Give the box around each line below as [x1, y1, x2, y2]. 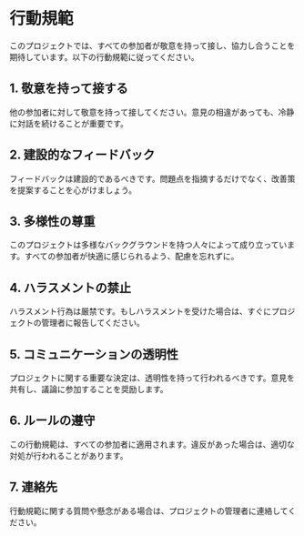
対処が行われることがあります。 [9, 450, 128, 460]
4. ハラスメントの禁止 [9, 279, 132, 296]
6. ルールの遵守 [9, 413, 96, 429]
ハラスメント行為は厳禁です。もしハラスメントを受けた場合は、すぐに [9, 306, 272, 317]
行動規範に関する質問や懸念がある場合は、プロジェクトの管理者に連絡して [9, 505, 289, 516]
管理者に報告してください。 [40, 318, 146, 329]
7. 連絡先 [9, 480, 57, 495]
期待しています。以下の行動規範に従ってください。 [9, 51, 200, 62]
